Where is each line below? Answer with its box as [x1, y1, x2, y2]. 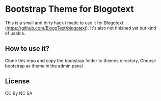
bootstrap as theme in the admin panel [5, 63, 83, 68]
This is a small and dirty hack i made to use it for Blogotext [5, 20, 124, 26]
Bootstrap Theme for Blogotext [5, 3, 134, 15]
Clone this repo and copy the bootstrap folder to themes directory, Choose [5, 58, 156, 64]
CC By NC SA [5, 90, 33, 96]
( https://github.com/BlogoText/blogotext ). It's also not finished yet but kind [5, 25, 156, 31]
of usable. [5, 30, 26, 36]
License [5, 77, 30, 86]
